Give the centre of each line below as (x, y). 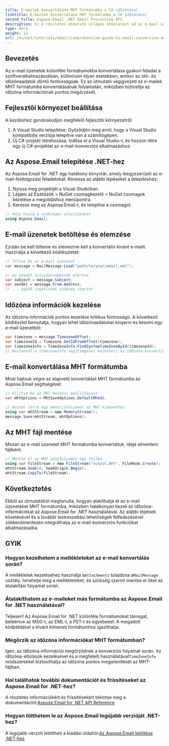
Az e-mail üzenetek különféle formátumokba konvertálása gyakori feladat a (83, 71)
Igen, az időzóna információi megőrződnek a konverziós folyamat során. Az (83, 651)
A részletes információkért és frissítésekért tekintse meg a (66, 697)
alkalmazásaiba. (22, 528)
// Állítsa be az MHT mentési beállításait (52, 394)
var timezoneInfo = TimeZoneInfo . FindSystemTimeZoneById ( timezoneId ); (81, 346)
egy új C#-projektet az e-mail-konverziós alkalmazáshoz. (72, 146)
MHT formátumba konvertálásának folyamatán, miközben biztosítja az (78, 87)
